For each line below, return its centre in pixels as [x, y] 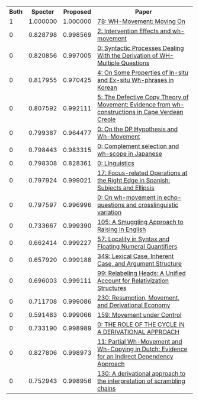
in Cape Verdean [160, 112]
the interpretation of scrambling [141, 381]
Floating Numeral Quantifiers [137, 246]
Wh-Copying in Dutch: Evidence [142, 349]
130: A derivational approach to [142, 374]
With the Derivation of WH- [136, 56]
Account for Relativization [133, 281]
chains [107, 388]
